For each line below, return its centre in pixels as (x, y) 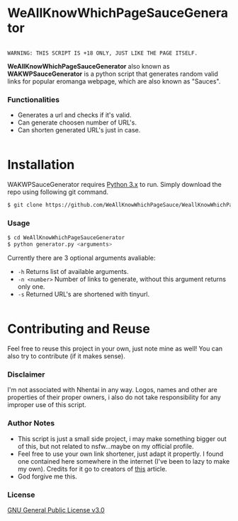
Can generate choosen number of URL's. (77, 122)
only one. (31, 287)
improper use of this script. (47, 405)
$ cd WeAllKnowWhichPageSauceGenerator (66, 238)
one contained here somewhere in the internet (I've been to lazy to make (124, 461)
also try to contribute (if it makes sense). (66, 356)
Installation (41, 165)
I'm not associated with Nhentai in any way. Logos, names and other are (113, 390)
